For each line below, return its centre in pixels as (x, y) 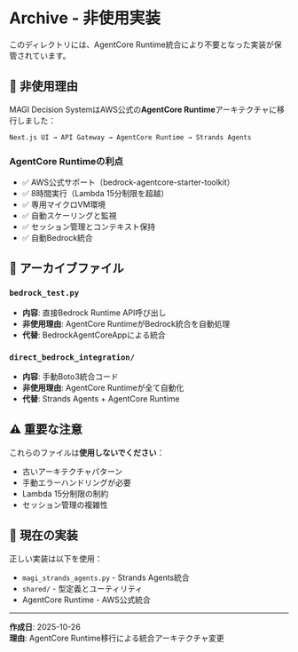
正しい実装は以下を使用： (56, 558)
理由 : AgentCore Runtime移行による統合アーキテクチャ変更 (117, 638)
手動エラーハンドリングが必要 (76, 482)
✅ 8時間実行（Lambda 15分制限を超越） (95, 194)
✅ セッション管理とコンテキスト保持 (89, 227)
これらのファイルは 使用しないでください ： (87, 452)
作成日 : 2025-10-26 (45, 626)
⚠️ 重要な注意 (46, 429)
